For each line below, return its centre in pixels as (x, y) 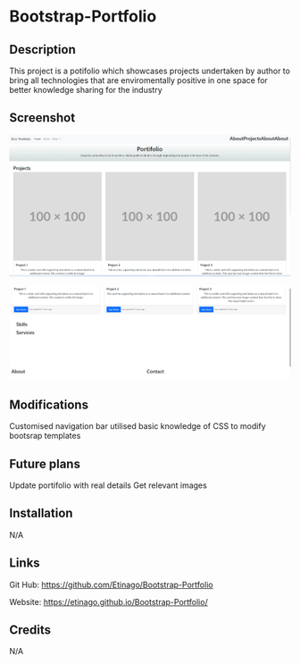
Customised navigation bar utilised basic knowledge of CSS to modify (137, 426)
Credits (30, 630)
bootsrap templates (45, 436)
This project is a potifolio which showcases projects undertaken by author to (150, 71)
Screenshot (42, 118)
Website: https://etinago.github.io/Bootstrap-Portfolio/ (108, 601)
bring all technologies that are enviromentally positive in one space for (138, 80)
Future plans (45, 463)
